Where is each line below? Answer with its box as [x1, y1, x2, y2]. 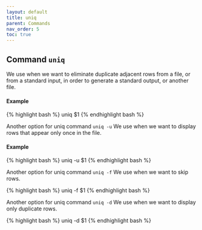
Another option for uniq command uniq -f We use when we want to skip [6, 168, 189, 176]
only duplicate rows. [6, 205, 57, 212]
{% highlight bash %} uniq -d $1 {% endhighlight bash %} [6, 217, 151, 225]
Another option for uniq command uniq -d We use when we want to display [6, 199, 197, 206]
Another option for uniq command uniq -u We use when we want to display [6, 123, 197, 130]
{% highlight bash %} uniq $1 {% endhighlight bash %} [6, 111, 145, 118]
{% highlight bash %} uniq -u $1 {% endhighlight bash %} [6, 157, 151, 164]
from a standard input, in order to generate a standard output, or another [6, 77, 189, 84]
